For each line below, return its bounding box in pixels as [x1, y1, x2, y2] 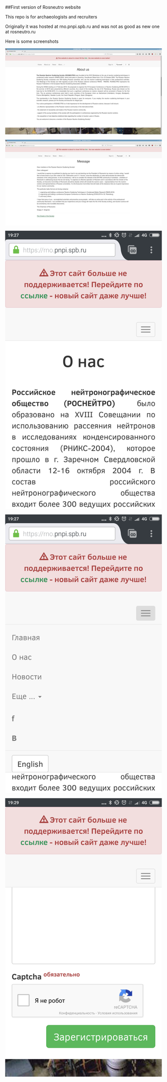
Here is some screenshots [5, 38, 59, 44]
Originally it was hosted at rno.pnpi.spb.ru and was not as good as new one [5, 23, 160, 29]
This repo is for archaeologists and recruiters [5, 14, 97, 19]
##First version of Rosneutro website [5, 4, 81, 10]
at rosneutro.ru [5, 29, 36, 34]
